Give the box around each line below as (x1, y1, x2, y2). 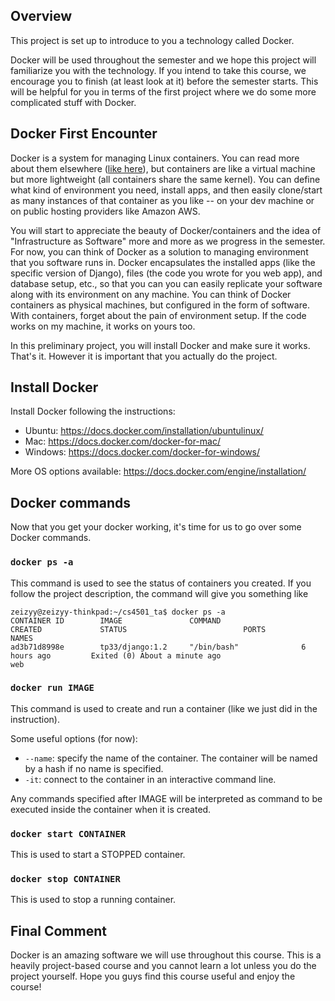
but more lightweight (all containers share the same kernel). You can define (10, 173, 321, 185)
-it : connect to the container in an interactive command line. (24, 773, 277, 785)
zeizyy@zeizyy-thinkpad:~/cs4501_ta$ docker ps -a (10, 607, 226, 617)
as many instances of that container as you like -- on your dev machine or (10, 194, 315, 206)
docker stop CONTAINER (10, 874, 121, 885)
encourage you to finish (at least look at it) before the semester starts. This (10, 75, 319, 87)
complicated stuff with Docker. (10, 96, 137, 108)
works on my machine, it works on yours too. (10, 320, 196, 332)
